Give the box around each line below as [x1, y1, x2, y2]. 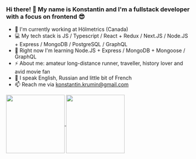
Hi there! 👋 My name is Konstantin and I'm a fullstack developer [6, 5, 190, 13]
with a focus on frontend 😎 [6, 12, 85, 20]
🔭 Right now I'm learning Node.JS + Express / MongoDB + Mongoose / [14, 47, 185, 54]
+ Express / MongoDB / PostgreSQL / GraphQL [14, 41, 128, 48]
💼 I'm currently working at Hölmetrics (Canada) [14, 26, 129, 33]
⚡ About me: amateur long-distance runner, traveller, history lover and [14, 60, 183, 67]
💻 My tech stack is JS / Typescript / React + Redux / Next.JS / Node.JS [14, 32, 188, 40]
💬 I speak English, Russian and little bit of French [14, 74, 132, 81]
